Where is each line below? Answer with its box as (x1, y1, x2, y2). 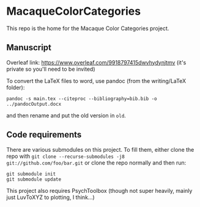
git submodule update (6, 176, 62, 182)
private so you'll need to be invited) (6, 65, 96, 72)
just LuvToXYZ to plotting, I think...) (6, 193, 95, 201)
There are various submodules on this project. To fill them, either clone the (6, 146, 194, 153)
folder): (6, 84, 25, 91)
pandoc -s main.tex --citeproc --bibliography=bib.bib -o (6, 95, 157, 102)
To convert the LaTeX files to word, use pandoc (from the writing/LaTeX (6, 77, 187, 84)
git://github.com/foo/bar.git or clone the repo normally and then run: (6, 158, 187, 166)
